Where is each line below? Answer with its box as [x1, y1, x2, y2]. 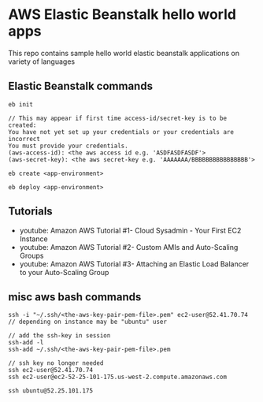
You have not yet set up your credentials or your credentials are [8, 128, 235, 136]
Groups [19, 251, 44, 260]
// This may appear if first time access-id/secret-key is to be [8, 114, 227, 122]
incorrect [8, 135, 41, 143]
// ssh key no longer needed [8, 359, 104, 367]
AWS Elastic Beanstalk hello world [8, 6, 236, 24]
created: [8, 121, 37, 129]
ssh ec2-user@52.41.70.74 [8, 367, 93, 374]
